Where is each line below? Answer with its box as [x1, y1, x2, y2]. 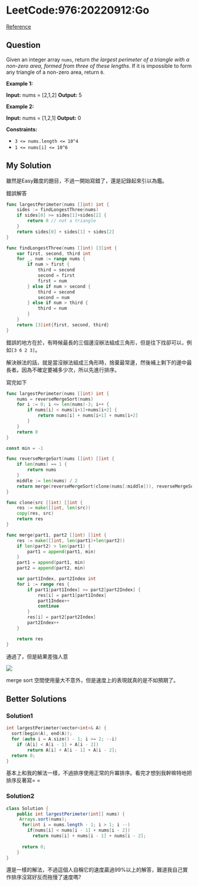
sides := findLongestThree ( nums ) [16, 207, 99, 213]
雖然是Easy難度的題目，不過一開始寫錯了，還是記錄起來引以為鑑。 [6, 177, 168, 184]
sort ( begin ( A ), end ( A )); [11, 731, 72, 736]
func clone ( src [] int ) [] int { [6, 499, 83, 505]
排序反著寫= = [6, 777, 41, 784]
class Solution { [6, 805, 49, 812]
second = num [37, 294, 70, 300]
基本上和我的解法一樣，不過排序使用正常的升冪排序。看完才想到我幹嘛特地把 [6, 770, 192, 777]
